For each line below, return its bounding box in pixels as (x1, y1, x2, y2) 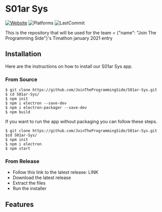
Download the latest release (12, 174, 71, 181)
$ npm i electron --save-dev (5, 101, 67, 106)
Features (5, 200, 34, 208)
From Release (5, 158, 39, 165)
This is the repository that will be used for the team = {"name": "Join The (5, 29, 156, 36)
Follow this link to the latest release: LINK (12, 169, 99, 175)
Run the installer (12, 186, 47, 192)
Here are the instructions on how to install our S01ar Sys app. (5, 63, 133, 69)
